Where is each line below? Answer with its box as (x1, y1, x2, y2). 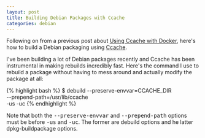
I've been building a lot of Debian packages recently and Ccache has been (6, 56, 195, 63)
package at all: (6, 75, 44, 83)
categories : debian (6, 20, 56, 26)
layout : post (6, 9, 40, 15)
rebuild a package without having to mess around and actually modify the (6, 69, 192, 76)
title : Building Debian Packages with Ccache (6, 15, 125, 21)
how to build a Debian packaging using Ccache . (6, 44, 128, 51)
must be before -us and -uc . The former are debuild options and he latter (6, 118, 193, 126)
